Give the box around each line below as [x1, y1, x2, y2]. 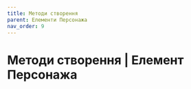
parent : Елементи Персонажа [7, 16, 88, 23]
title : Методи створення [7, 10, 78, 17]
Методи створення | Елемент [7, 52, 184, 68]
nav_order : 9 [7, 23, 45, 29]
